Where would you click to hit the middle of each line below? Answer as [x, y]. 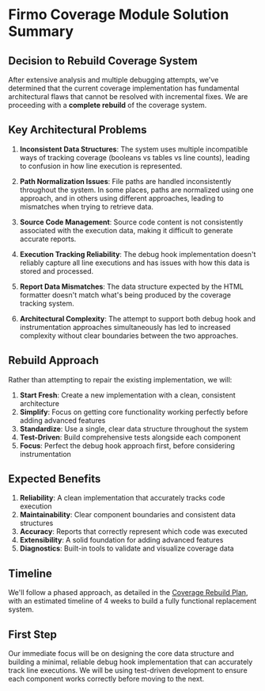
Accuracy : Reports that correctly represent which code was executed [133, 532]
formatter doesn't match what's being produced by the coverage [125, 294]
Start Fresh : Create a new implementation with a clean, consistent [127, 395]
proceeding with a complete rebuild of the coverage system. [108, 105]
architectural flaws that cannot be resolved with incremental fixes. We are [128, 96]
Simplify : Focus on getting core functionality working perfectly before [134, 412]
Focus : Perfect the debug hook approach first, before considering [127, 445]
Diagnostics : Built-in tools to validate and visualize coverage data [127, 548]
